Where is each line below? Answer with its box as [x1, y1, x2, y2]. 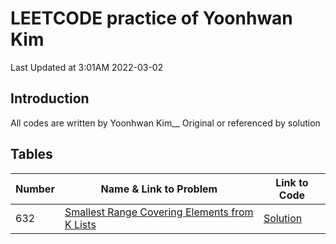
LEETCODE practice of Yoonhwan [10, 7, 293, 30]
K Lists [64, 217, 97, 231]
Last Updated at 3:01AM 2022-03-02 [10, 61, 164, 73]
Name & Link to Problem [100, 182, 218, 196]
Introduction [10, 90, 90, 107]
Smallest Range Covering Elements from [64, 205, 254, 219]
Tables [10, 146, 53, 163]
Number [15, 182, 55, 196]
